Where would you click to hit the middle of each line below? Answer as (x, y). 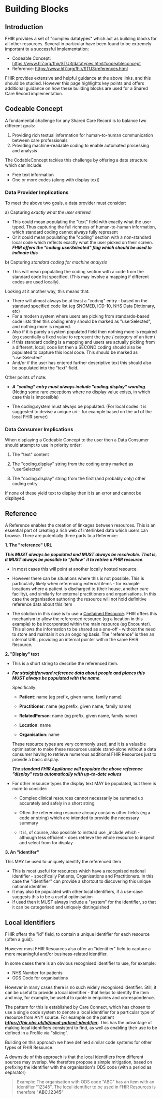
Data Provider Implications (37, 192)
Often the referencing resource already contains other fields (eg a (85, 813)
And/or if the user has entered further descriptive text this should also (81, 363)
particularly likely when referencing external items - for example (76, 584)
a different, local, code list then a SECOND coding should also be (77, 347)
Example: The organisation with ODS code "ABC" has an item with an (86, 1082)
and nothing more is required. (41, 327)
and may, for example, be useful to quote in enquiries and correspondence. (80, 998)
